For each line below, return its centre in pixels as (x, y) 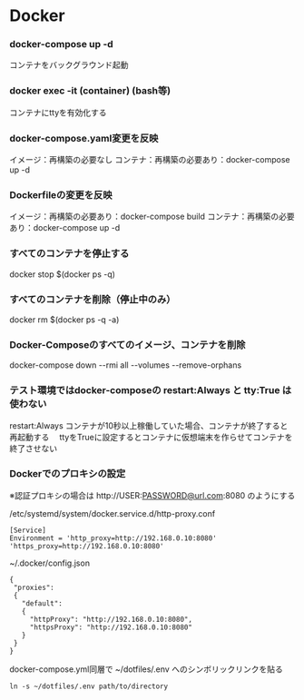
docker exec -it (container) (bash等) (90, 91)
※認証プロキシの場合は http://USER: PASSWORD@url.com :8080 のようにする (152, 495)
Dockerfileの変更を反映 (61, 195)
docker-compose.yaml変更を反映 (84, 138)
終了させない (33, 448)
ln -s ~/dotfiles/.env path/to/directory (89, 686)
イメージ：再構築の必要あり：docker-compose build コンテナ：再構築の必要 (152, 217)
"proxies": (34, 587)
